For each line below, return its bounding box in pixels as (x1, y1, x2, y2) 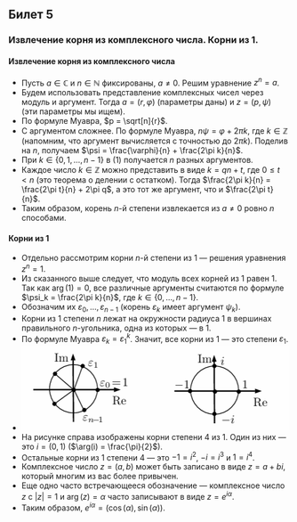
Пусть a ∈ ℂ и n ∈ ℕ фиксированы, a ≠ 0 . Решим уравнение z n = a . (20, 76, 280, 88)
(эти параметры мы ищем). (20, 106, 125, 117)
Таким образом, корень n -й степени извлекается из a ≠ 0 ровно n (20, 203, 275, 214)
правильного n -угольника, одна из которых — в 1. (20, 322, 212, 333)
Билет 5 (8, 7, 54, 22)
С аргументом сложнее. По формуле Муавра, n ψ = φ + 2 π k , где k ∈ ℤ (20, 126, 288, 136)
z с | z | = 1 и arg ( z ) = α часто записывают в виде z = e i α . (20, 490, 235, 502)
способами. (20, 213, 68, 224)
